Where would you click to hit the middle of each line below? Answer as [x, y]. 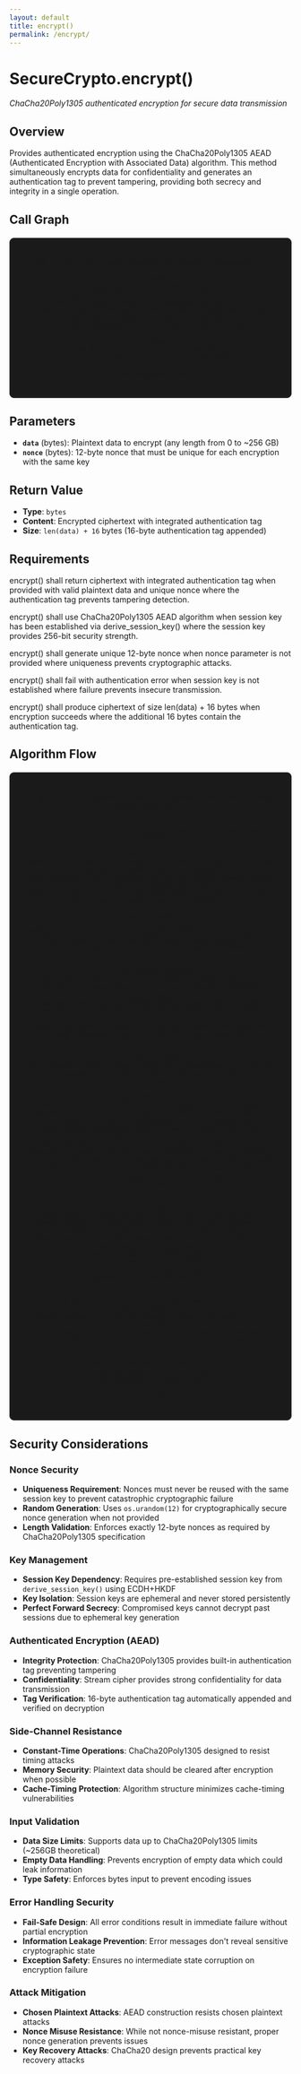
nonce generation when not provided [90, 1518]
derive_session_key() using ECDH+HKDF [99, 1589]
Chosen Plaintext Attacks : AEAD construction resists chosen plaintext [152, 2012]
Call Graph [39, 219]
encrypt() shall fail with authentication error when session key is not [134, 680]
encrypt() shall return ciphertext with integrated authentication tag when [142, 580]
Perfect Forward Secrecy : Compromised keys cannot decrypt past [146, 1608]
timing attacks [48, 1760]
